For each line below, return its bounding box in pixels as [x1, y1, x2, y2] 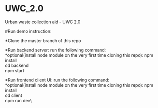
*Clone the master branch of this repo [5, 37, 81, 44]
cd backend [5, 62, 29, 68]
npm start [5, 67, 25, 73]
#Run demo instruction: [5, 28, 52, 34]
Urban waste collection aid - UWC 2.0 [5, 19, 81, 25]
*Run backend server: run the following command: [5, 47, 106, 53]
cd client [5, 93, 23, 98]
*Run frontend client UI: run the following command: [5, 77, 110, 83]
